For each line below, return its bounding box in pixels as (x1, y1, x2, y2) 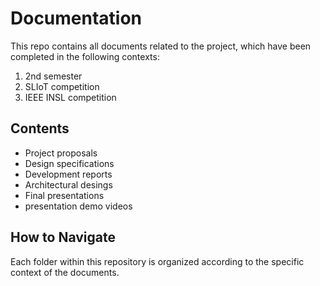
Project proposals (24, 147, 98, 159)
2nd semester (24, 70, 83, 82)
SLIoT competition (24, 80, 100, 92)
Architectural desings (24, 178, 113, 191)
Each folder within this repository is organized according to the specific (10, 255, 305, 267)
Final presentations (24, 189, 105, 201)
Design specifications (24, 157, 115, 169)
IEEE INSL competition (24, 91, 117, 103)
